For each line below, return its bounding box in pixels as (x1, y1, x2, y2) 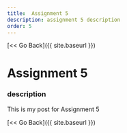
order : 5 (7, 23, 32, 29)
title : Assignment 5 (7, 10, 69, 17)
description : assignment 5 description (7, 16, 121, 23)
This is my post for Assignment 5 (7, 105, 100, 113)
